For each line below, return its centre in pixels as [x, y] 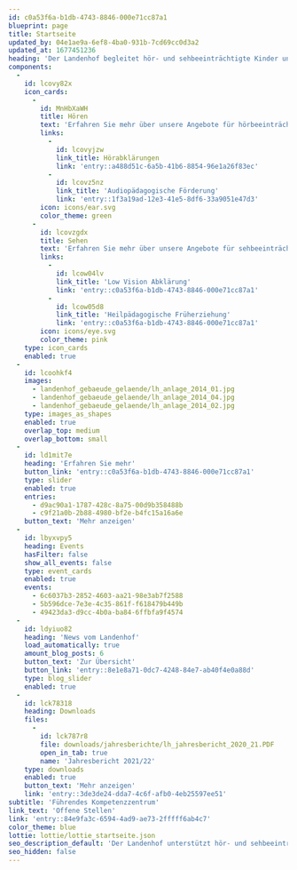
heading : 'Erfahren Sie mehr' [80, 464]
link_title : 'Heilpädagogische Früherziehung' [143, 315]
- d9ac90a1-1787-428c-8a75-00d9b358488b [107, 505]
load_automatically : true [72, 645]
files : [36, 720]
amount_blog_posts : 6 [64, 654]
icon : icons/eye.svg [78, 331]
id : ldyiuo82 [48, 629]
